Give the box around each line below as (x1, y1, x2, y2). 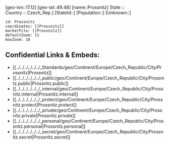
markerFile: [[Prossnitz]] (5, 28, 62, 33)
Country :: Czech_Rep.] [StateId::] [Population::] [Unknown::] (5, 10, 131, 16)
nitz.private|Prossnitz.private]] (12, 112, 76, 118)
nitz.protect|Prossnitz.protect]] (12, 102, 77, 108)
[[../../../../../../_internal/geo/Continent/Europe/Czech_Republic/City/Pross (12, 85, 164, 91)
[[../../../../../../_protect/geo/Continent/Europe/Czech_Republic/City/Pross (12, 96, 163, 103)
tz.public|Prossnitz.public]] (12, 80, 69, 86)
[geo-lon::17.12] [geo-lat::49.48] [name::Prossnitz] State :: (5, 5, 125, 10)
